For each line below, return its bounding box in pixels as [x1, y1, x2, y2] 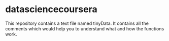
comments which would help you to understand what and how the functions [5, 25, 164, 31]
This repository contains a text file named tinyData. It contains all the [5, 20, 149, 26]
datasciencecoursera [5, 4, 97, 15]
